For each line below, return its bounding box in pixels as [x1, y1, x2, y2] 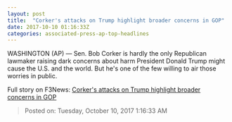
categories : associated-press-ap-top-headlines [7, 30, 150, 37]
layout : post [7, 10, 46, 18]
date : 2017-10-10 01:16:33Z [7, 23, 90, 30]
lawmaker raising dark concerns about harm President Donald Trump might [7, 57, 226, 66]
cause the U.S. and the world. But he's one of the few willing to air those [7, 64, 217, 73]
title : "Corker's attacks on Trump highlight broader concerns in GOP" [7, 17, 225, 24]
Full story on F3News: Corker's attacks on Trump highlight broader [7, 85, 201, 94]
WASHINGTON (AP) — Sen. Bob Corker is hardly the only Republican [7, 49, 207, 58]
